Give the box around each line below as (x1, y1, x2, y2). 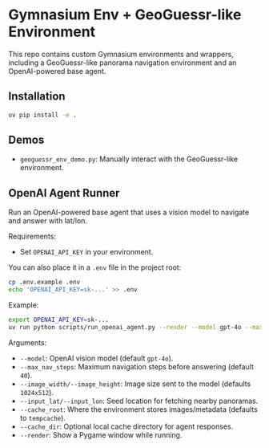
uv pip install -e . (8, 111, 78, 119)
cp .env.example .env (8, 279, 81, 287)
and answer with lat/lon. (8, 216, 88, 226)
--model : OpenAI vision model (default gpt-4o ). (19, 353, 174, 363)
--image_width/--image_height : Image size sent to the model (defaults (19, 379, 251, 389)
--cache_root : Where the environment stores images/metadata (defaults (19, 404, 258, 414)
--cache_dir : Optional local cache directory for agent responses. (19, 422, 234, 431)
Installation (8, 90, 66, 104)
